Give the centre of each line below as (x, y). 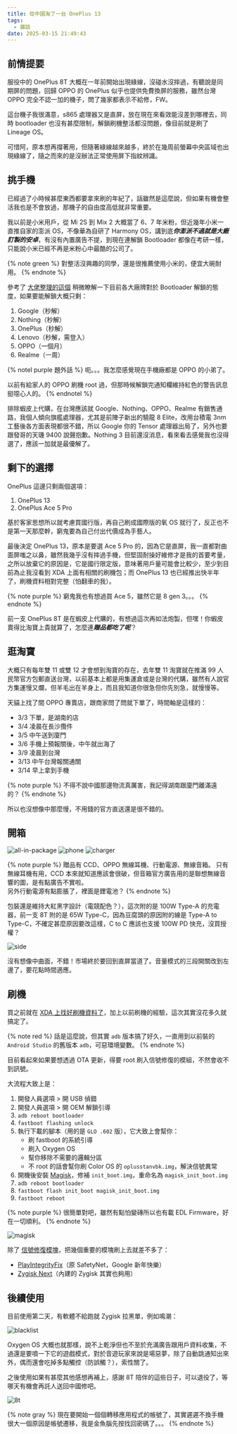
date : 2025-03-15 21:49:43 (47, 33)
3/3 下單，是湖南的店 (48, 717)
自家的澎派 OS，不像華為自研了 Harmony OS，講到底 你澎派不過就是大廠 (124, 231)
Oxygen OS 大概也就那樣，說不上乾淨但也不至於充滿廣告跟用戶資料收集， (114, 1345)
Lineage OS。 (27, 132)
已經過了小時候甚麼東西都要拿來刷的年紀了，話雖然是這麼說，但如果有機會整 (118, 198)
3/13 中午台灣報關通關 (49, 761)
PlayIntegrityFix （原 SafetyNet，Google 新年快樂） (91, 1265)
